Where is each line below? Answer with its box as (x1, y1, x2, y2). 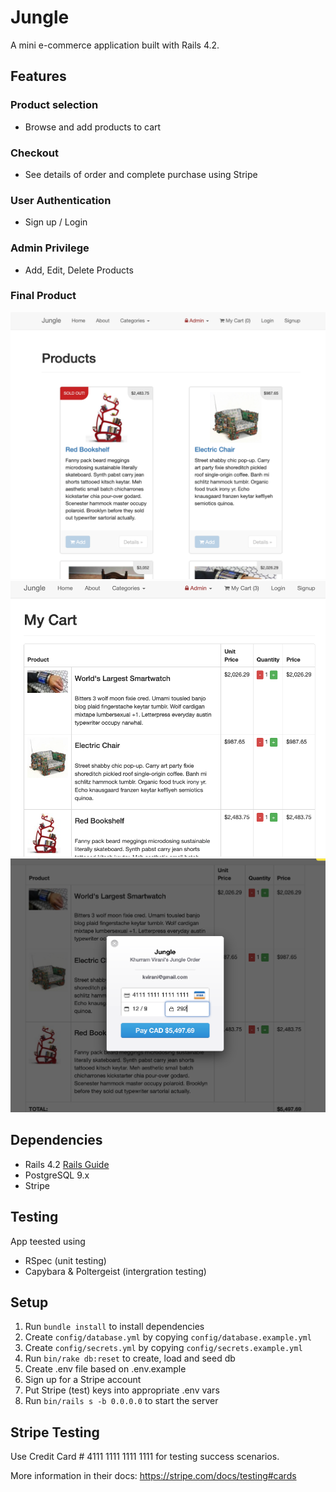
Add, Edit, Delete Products (24, 264, 134, 276)
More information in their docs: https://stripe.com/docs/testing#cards (10, 1470, 297, 1482)
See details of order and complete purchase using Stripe (24, 168, 258, 180)
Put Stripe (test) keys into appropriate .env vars (24, 1384, 220, 1396)
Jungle (10, 6, 70, 29)
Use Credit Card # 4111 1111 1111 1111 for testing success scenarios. (10, 1451, 280, 1463)
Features (10, 68, 67, 85)
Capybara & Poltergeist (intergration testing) (24, 1265, 207, 1277)
